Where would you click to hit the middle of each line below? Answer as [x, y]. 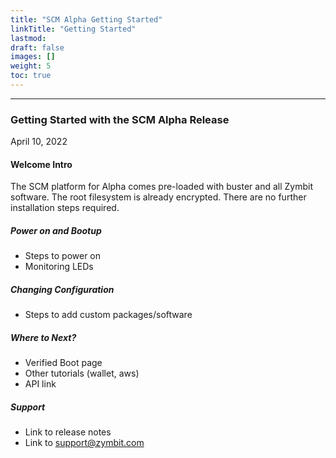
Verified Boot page [63, 363]
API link [40, 384]
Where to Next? [43, 337]
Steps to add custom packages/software [108, 315]
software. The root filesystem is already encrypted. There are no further [158, 197]
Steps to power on [63, 256]
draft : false [37, 47]
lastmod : [28, 38]
